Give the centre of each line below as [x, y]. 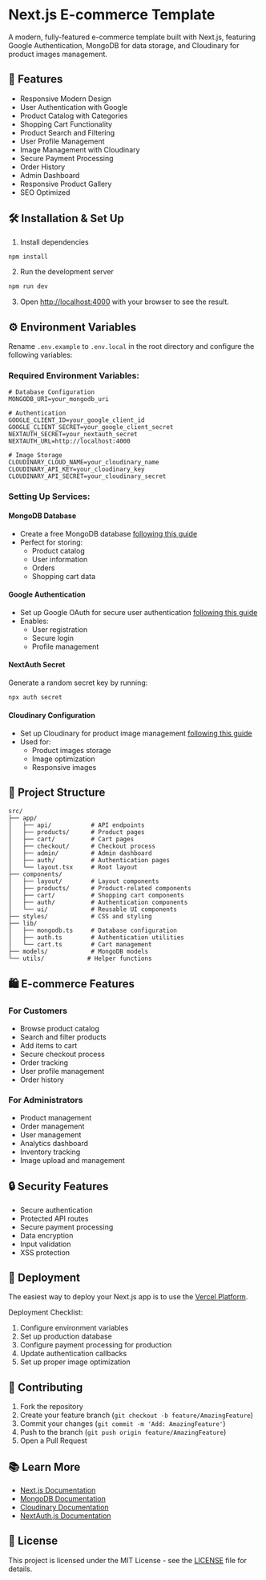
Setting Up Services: [49, 496]
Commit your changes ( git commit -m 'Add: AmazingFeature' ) [123, 1424]
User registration [60, 629]
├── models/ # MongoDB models [79, 951]
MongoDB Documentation [62, 1499]
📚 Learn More [44, 1467]
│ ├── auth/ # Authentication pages [89, 860]
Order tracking [44, 1062]
